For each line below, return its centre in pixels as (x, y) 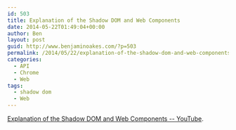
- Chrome (26, 72)
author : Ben (25, 33)
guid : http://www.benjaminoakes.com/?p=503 (72, 46)
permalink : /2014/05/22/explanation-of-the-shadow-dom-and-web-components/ (120, 53)
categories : (25, 60)
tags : (15, 86)
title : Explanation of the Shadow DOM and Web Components (94, 20)
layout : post (26, 40)
